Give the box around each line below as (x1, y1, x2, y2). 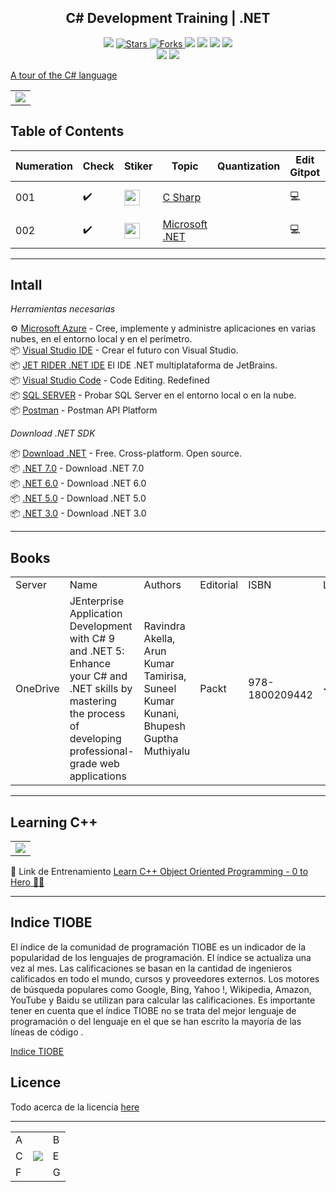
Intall (10, 277, 43, 294)
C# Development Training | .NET (65, 10, 271, 27)
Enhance (69, 657, 112, 671)
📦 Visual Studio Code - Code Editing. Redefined (10, 374, 210, 386)
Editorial (199, 578, 239, 592)
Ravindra (143, 619, 186, 633)
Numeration (15, 159, 73, 173)
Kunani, (143, 707, 180, 721)
